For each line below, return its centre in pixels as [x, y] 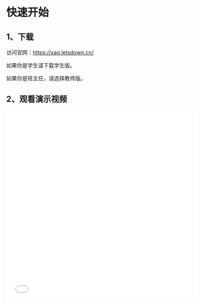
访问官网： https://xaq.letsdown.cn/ [50, 53]
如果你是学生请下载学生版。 [41, 65]
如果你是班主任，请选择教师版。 [46, 78]
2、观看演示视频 [37, 99]
